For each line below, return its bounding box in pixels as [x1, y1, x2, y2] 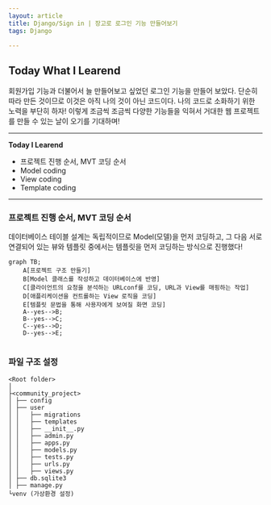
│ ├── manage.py [8, 481, 63, 489]
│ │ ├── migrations [8, 411, 81, 419]
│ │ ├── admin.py [8, 432, 74, 440]
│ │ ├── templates [8, 417, 78, 426]
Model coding [19, 166, 67, 176]
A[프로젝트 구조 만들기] [23, 267, 91, 275]
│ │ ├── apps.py [8, 439, 70, 447]
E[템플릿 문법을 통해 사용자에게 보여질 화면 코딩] [23, 301, 166, 309]
